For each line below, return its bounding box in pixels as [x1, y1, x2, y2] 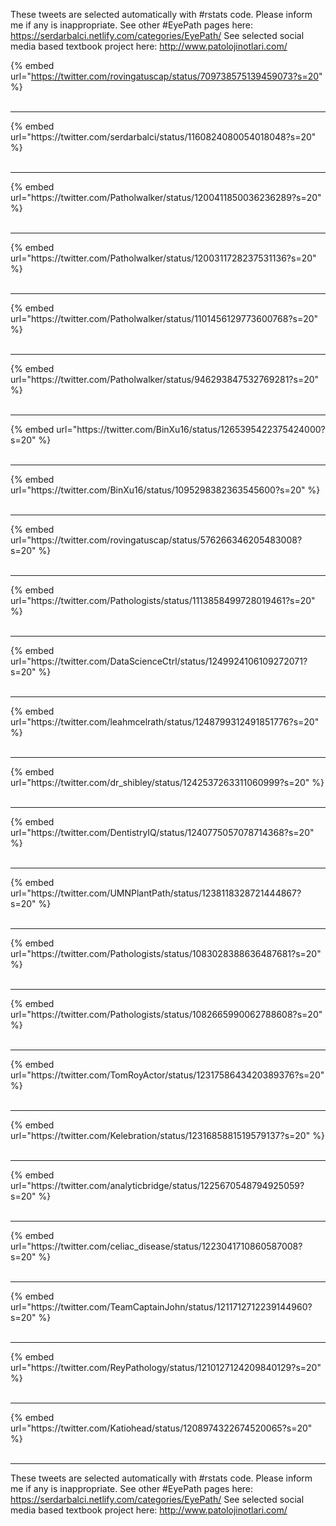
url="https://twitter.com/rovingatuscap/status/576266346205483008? [10, 534, 303, 546]
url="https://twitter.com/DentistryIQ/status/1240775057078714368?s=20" [10, 827, 315, 838]
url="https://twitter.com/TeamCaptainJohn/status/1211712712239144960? [10, 1301, 313, 1313]
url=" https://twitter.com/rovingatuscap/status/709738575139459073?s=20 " [10, 70, 323, 82]
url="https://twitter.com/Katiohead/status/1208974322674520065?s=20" [10, 1422, 313, 1434]
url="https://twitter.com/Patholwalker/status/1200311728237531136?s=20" [10, 252, 317, 264]
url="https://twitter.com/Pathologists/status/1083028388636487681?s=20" [10, 948, 322, 959]
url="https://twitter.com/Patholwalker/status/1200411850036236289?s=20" [10, 192, 322, 203]
